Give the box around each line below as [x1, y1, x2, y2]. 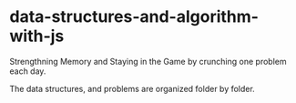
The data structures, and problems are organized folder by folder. [9, 83, 255, 94]
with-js [9, 26, 65, 46]
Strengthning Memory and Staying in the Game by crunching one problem [9, 56, 287, 67]
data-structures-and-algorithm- [9, 6, 260, 27]
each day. [9, 66, 46, 77]
